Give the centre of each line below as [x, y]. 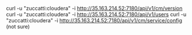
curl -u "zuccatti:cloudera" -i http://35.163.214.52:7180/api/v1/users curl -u [96, 14]
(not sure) [18, 26]
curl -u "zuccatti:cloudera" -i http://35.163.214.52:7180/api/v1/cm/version [95, 8]
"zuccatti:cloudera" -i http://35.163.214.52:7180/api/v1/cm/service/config [94, 20]
